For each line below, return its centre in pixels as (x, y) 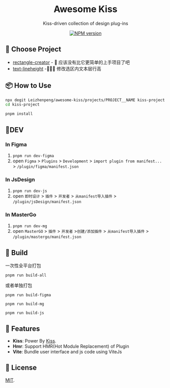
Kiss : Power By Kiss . (34, 341)
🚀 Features (23, 329)
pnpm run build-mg (25, 304)
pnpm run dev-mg (30, 226)
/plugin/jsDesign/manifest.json (47, 202)
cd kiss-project (22, 105)
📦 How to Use (29, 86)
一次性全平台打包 (23, 265)
